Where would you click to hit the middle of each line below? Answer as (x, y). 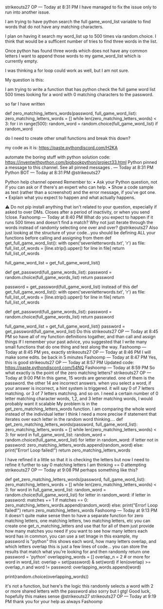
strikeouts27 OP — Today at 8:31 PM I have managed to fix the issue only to (81, 7)
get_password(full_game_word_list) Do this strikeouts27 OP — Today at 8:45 (82, 331)
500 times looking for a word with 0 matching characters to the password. (79, 95)
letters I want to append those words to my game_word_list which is (73, 56)
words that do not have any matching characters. (54, 27)
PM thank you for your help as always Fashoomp (54, 601)
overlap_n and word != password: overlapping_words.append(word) (73, 567)
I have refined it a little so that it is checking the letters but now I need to (77, 460)
